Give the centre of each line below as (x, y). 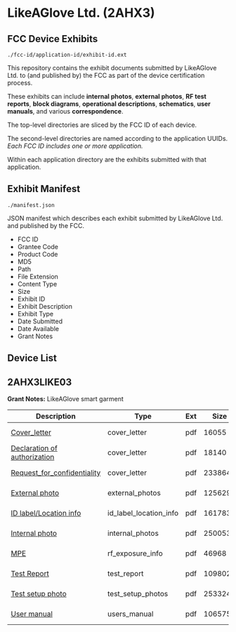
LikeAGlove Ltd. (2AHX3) (81, 13)
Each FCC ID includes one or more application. (75, 146)
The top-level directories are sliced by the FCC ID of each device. (102, 125)
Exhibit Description (45, 306)
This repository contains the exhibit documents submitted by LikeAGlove (112, 68)
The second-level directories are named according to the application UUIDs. (118, 139)
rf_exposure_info (135, 553)
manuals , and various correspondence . (65, 111)
